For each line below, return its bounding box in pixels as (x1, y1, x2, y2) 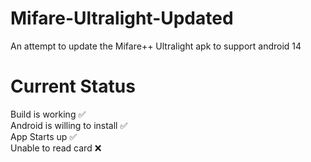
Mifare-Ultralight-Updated (10, 7, 234, 30)
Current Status (10, 75, 136, 98)
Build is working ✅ (10, 108, 87, 120)
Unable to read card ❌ (10, 142, 102, 154)
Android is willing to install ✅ (10, 119, 128, 131)
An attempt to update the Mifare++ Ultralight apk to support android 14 (10, 40, 302, 52)
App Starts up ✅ (10, 130, 78, 142)
